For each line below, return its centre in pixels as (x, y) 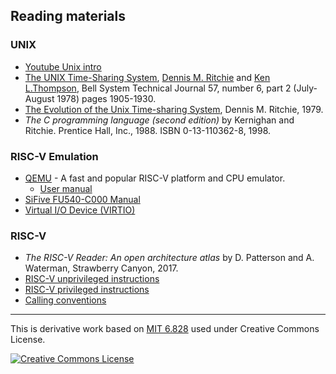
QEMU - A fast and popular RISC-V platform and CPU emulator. (155, 178)
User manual (66, 188)
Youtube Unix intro (63, 66)
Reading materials (68, 16)
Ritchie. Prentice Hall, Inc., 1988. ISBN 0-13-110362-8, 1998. (148, 130)
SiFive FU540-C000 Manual (82, 199)
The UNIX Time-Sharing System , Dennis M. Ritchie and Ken (147, 77)
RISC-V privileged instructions (87, 290)
